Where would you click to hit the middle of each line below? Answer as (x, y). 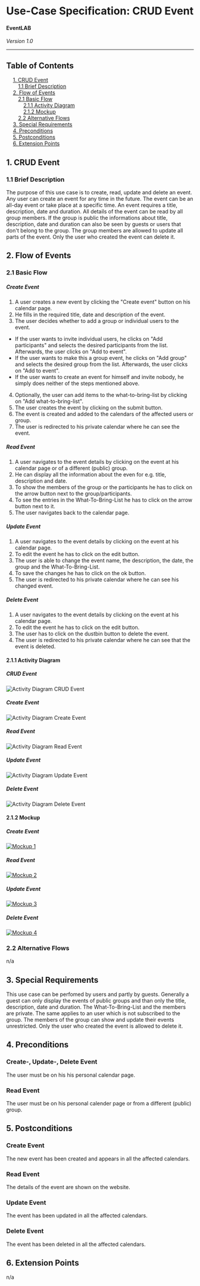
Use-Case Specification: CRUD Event (100, 11)
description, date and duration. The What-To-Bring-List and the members (96, 1007)
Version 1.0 (20, 41)
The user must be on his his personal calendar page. (71, 1075)
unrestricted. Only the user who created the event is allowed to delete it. (95, 1026)
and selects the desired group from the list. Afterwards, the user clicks (101, 364)
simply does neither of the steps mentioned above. (77, 383)
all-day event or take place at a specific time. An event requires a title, (92, 205)
